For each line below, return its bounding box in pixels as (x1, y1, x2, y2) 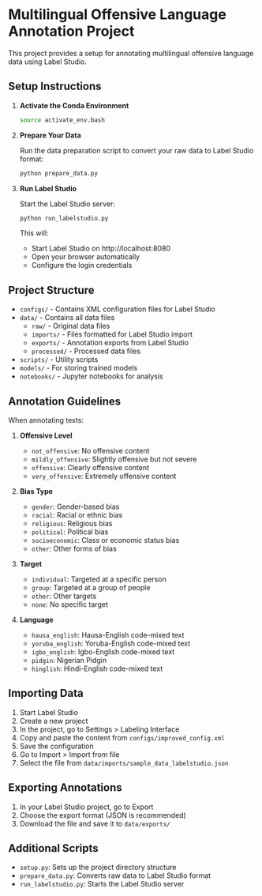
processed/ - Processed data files (31, 346, 140, 356)
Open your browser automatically (31, 252, 140, 262)
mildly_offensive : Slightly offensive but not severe (31, 454, 197, 464)
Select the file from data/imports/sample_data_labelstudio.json (19, 758, 229, 767)
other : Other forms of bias (31, 544, 117, 553)
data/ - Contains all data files (19, 313, 115, 322)
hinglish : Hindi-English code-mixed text (31, 664, 163, 673)
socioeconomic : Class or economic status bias (31, 536, 180, 544)
